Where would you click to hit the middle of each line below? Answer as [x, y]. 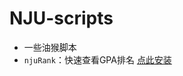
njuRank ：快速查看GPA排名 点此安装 [97, 59]
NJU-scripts [61, 18]
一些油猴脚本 [50, 47]
